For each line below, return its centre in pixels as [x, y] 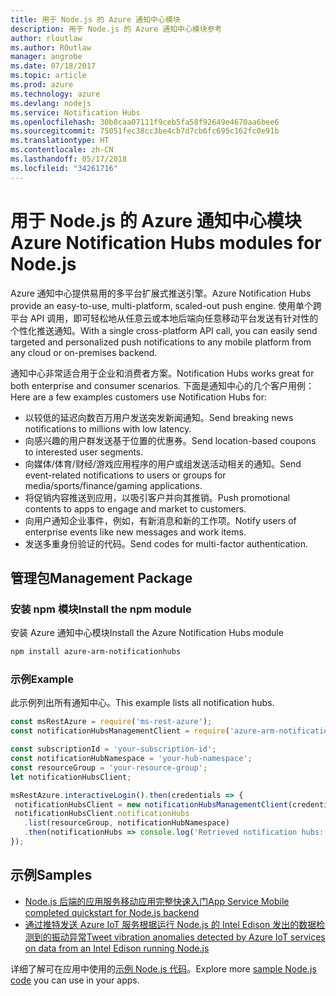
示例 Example [42, 679]
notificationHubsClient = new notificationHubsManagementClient [151, 804]
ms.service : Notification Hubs [75, 112]
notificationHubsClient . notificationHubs [102, 814]
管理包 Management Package [101, 577]
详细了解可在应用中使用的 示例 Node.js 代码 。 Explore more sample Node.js [163, 968]
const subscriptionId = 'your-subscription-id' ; [113, 749]
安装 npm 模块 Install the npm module [101, 609]
